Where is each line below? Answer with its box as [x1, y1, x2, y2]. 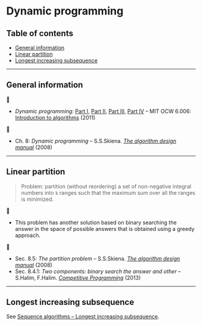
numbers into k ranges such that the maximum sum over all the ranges [20, 189, 195, 196]
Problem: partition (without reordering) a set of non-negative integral [20, 182, 191, 190]
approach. [14, 232, 41, 239]
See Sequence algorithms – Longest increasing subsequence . [6, 313, 160, 320]
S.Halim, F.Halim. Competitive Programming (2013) [14, 274, 141, 281]
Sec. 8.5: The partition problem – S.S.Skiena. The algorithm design [14, 254, 180, 262]
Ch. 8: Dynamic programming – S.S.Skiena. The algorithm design [14, 137, 177, 144]
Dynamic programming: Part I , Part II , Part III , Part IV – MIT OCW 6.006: [14, 107, 191, 115]
